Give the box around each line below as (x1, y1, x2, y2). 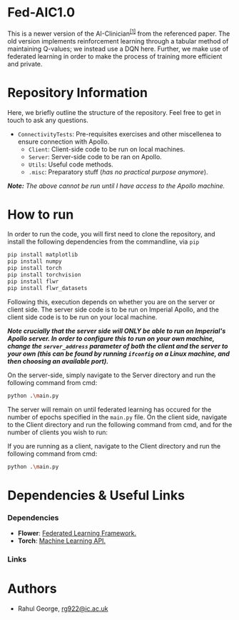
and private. (7, 59, 43, 68)
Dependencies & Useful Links (7, 487, 185, 504)
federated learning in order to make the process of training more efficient (7, 51, 223, 61)
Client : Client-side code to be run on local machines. (28, 144, 185, 154)
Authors (7, 581, 57, 597)
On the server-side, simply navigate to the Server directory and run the (7, 371, 216, 379)
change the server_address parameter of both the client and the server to (7, 341, 228, 350)
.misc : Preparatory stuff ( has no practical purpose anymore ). (28, 167, 208, 176)
